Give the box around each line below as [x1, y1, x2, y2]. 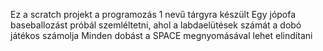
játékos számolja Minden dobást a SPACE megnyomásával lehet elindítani [10, 30, 313, 41]
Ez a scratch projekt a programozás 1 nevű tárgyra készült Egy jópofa [10, 9, 297, 20]
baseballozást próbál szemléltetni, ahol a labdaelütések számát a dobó [10, 19, 302, 31]
